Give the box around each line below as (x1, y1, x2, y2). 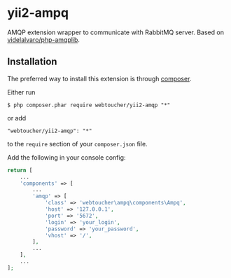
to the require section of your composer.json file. (7, 139, 148, 148)
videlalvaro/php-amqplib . (7, 35, 80, 43)
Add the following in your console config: (7, 153, 126, 162)
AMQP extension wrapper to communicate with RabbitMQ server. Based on (7, 28, 224, 36)
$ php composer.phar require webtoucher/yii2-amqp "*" (7, 102, 171, 109)
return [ (7, 167, 33, 174)
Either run (7, 88, 36, 96)
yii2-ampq (7, 5, 69, 21)
